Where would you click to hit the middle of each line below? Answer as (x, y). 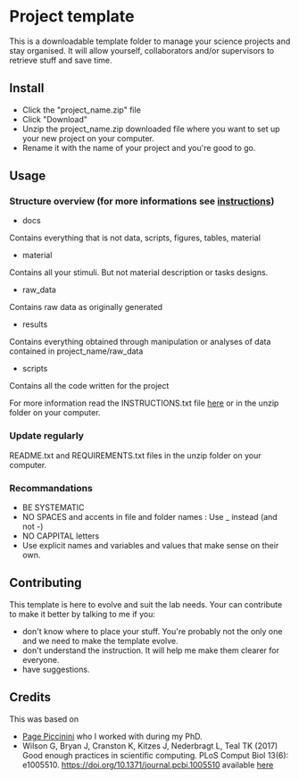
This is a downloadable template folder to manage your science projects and (150, 41)
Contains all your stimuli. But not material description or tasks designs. (139, 272)
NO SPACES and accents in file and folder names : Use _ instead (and (150, 517)
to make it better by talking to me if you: (83, 614)
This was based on (44, 719)
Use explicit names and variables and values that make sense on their (150, 546)
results (35, 324)
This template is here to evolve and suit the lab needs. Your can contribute (146, 604)
